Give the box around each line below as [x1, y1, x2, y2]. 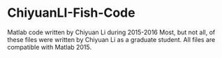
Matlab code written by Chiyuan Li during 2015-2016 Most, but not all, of [7, 28, 216, 36]
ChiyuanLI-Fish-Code [7, 5, 135, 21]
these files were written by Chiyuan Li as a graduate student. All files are [7, 35, 216, 43]
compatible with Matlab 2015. [7, 43, 92, 51]
